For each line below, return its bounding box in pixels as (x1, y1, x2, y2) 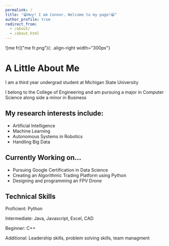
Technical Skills (5, 192, 56, 200)
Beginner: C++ (5, 225, 36, 231)
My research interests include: (5, 109, 104, 118)
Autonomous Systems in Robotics (12, 133, 83, 139)
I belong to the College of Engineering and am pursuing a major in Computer (5, 89, 164, 95)
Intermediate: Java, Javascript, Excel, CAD (5, 216, 94, 222)
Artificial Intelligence (12, 122, 55, 129)
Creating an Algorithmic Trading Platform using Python (12, 172, 127, 178)
